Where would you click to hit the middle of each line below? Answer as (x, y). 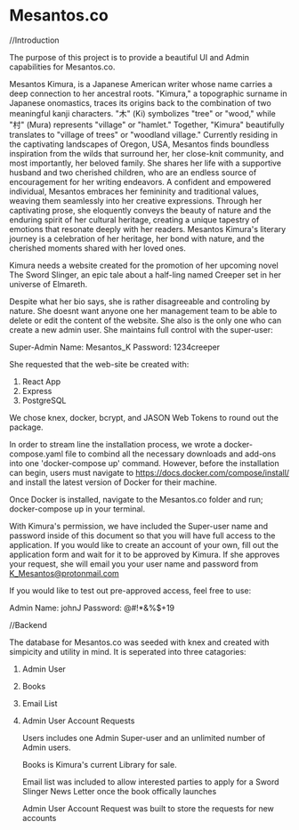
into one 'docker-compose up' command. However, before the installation (144, 463)
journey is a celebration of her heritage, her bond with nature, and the (137, 238)
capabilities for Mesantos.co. (62, 67)
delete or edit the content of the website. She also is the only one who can (145, 320)
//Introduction (34, 40)
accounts (39, 818)
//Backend (28, 625)
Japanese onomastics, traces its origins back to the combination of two (140, 102)
